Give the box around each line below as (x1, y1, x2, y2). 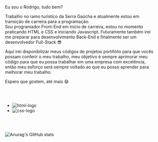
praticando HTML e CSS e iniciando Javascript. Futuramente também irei (5, 29, 151, 34)
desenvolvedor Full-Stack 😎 (5, 39, 62, 45)
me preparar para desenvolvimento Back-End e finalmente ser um (5, 34, 137, 40)
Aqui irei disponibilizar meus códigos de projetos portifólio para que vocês (5, 48, 154, 54)
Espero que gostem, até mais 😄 (5, 79, 69, 84)
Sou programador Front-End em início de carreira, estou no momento (5, 24, 143, 30)
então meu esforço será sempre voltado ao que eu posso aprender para (5, 64, 149, 70)
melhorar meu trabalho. (5, 69, 52, 75)
